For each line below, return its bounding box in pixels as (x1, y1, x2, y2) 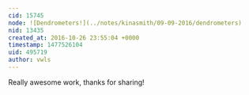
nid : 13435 (8, 26, 44, 34)
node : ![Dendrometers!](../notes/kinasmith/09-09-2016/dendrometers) (8, 19, 243, 27)
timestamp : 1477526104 (8, 41, 83, 49)
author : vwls (8, 56, 51, 64)
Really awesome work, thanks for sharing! (8, 77, 145, 87)
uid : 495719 (8, 48, 47, 56)
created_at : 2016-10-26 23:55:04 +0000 (8, 33, 140, 42)
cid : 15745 (8, 11, 44, 20)
